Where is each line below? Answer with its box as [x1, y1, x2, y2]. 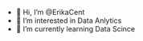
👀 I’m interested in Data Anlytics [15, 16, 122, 25]
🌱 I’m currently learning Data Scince [15, 24, 136, 33]
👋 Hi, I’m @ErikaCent [15, 8, 85, 17]
